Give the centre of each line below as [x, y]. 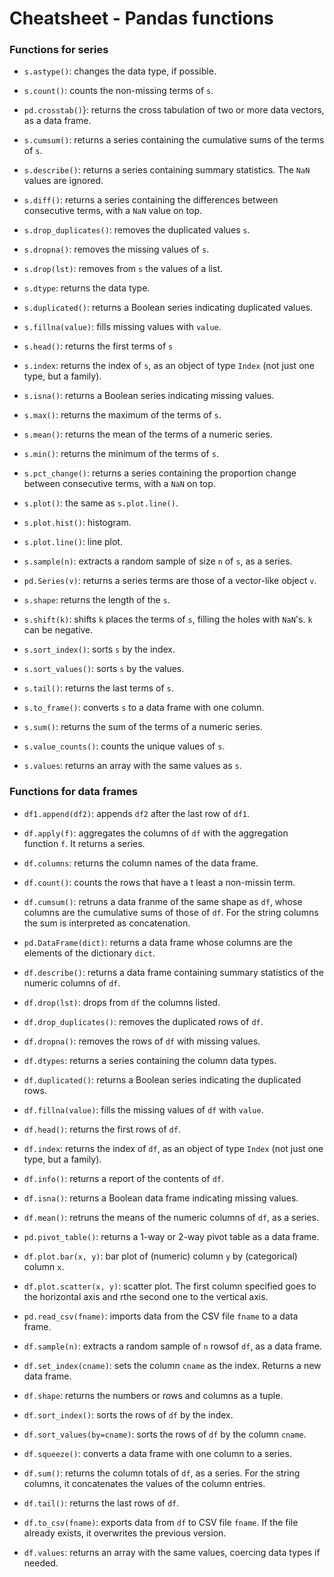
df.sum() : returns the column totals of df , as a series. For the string [162, 1473]
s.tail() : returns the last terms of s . [98, 688]
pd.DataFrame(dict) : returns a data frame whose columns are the [158, 942]
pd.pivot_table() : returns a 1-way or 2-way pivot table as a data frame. [171, 1236]
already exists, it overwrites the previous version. [125, 1533]
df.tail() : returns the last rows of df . [101, 1503]
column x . [44, 1266]
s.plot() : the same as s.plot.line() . [101, 503]
